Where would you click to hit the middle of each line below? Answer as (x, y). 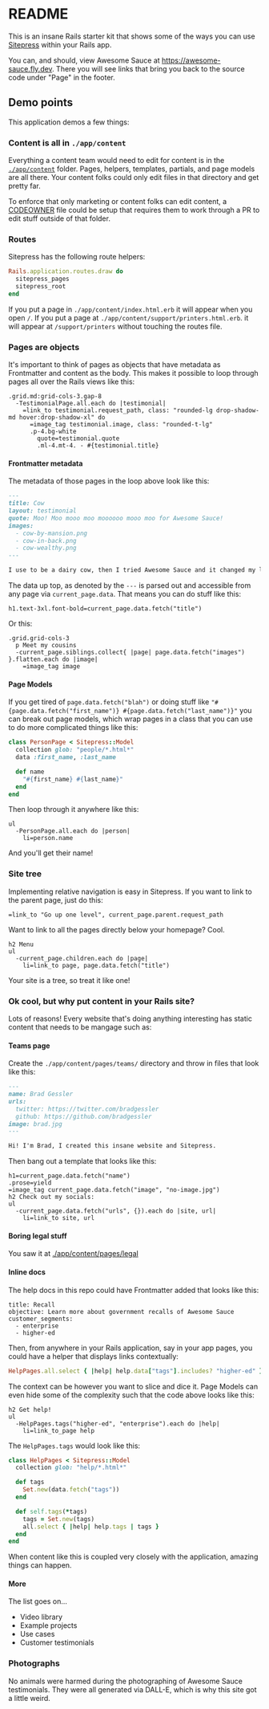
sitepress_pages (42, 279)
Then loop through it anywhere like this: (74, 810)
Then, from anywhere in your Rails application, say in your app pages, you (130, 1348)
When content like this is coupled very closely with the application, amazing (133, 1557)
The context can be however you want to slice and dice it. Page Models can (133, 1386)
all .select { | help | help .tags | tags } (91, 1527)
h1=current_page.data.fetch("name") (69, 1176)
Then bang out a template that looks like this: (82, 1161)
